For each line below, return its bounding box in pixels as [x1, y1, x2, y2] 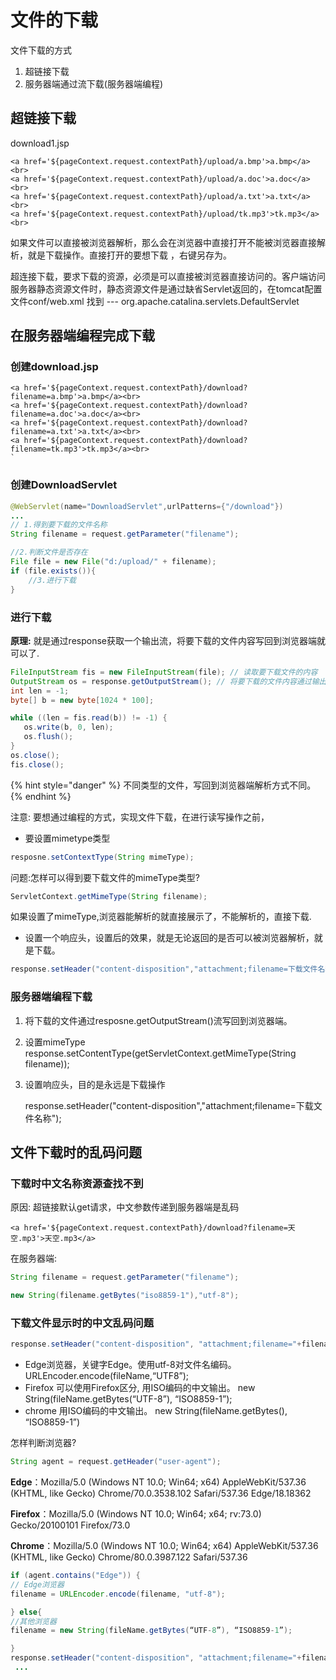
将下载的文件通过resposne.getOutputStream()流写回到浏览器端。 [24, 1014, 293, 1026]
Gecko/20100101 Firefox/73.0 [10, 1519, 131, 1531]
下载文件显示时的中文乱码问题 [10, 1316, 155, 1330]
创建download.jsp [10, 360, 99, 374]
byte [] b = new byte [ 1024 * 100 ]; [10, 695, 155, 705]
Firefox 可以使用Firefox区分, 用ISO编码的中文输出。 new [24, 1382, 256, 1394]
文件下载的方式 [10, 44, 72, 56]
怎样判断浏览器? [10, 1437, 77, 1449]
